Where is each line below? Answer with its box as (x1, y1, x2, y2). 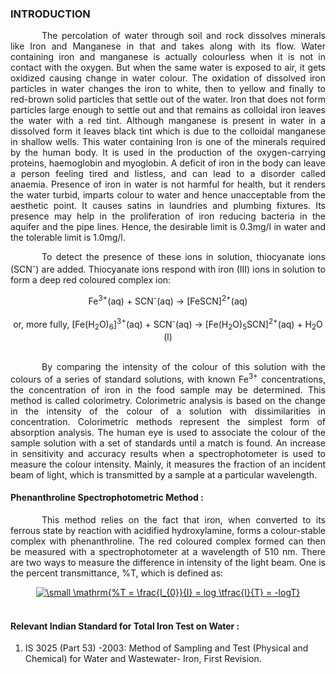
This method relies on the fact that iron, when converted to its (41, 513, 326, 526)
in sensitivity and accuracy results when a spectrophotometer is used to (10, 447, 326, 459)
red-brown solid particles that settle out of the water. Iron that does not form (10, 93, 326, 106)
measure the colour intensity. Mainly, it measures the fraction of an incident (10, 458, 326, 470)
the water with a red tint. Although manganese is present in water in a (10, 115, 326, 127)
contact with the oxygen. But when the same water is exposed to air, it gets (10, 62, 326, 74)
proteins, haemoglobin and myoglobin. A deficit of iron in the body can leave (10, 157, 326, 169)
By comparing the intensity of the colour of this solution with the (41, 361, 326, 373)
